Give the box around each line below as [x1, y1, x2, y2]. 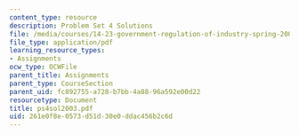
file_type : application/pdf [9, 37, 114, 47]
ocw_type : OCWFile [9, 63, 77, 72]
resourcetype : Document [9, 95, 98, 105]
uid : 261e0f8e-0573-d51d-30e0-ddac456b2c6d [9, 112, 174, 121]
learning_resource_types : [9, 46, 105, 55]
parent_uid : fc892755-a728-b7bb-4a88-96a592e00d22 [9, 87, 201, 96]
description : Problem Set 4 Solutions [9, 21, 153, 30]
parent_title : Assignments [9, 71, 109, 80]
